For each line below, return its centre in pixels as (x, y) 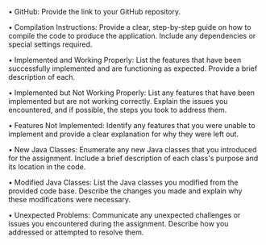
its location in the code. (47, 167)
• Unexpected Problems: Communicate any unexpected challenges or (125, 215)
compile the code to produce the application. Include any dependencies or (132, 36)
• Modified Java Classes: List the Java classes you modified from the (123, 182)
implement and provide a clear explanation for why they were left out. (124, 134)
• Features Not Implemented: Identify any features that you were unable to (132, 125)
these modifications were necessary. (70, 199)
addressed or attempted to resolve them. (76, 232)
